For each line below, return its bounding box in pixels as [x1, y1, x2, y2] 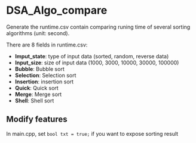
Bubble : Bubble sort [14, 65, 65, 72]
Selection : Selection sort [14, 71, 76, 79]
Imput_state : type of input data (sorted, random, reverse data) [14, 52, 169, 60]
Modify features [6, 114, 68, 125]
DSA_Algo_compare [6, 4, 108, 17]
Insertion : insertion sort [14, 78, 73, 85]
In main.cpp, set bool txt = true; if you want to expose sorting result [6, 130, 179, 137]
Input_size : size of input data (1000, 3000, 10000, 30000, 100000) [14, 59, 179, 66]
